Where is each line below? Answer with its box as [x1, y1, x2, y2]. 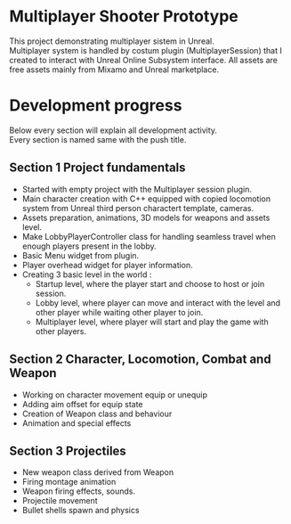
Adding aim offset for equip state [21, 398, 143, 409]
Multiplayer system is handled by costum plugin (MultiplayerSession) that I [9, 45, 282, 55]
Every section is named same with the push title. [9, 134, 187, 144]
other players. [35, 325, 87, 336]
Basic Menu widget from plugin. [21, 250, 140, 260]
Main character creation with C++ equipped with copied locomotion [21, 193, 271, 204]
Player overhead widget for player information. [21, 259, 193, 270]
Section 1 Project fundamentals [9, 160, 186, 176]
